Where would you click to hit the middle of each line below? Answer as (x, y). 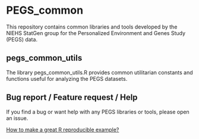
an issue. (17, 118)
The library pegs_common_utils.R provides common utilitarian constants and (99, 72)
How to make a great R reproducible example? (63, 129)
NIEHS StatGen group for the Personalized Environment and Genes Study (96, 33)
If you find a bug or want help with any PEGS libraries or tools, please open (98, 112)
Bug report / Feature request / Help (72, 98)
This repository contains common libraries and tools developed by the (92, 27)
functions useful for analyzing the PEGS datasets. (67, 78)
